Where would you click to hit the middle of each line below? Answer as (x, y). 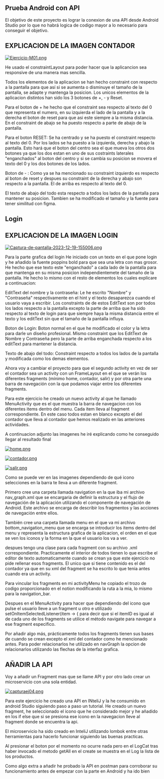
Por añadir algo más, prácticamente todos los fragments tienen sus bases (80, 634)
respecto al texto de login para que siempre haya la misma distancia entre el (82, 313)
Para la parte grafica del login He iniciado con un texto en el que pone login (81, 257)
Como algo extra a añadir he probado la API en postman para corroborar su (81, 766)
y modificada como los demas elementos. (47, 359)
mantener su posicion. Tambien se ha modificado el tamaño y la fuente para (82, 198)
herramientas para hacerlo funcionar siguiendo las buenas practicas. (75, 736)
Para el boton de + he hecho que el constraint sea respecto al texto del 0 (79, 107)
